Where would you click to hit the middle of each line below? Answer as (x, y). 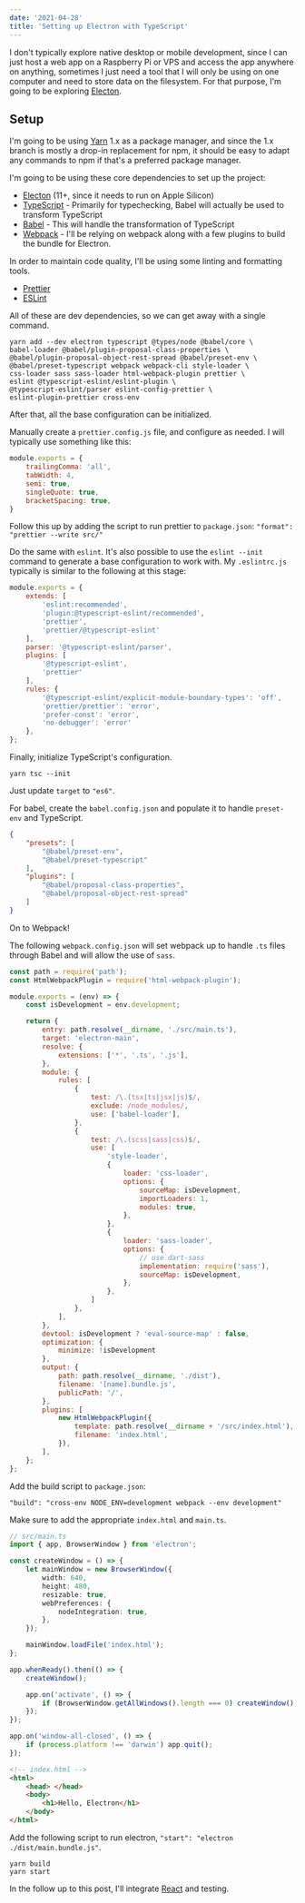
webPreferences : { (77, 1603)
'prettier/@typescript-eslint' (101, 630)
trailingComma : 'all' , (69, 467)
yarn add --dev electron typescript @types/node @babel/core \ (132, 342)
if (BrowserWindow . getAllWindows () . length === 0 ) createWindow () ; (170, 1703)
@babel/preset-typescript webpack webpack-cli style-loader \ (129, 366)
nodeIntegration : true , (103, 1612)
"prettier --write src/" (56, 535)
